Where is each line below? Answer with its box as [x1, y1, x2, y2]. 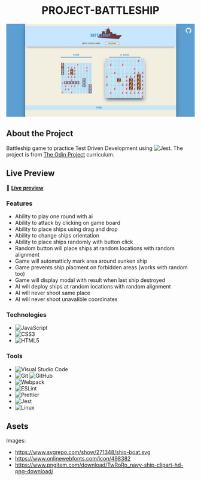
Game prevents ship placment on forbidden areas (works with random [14, 263, 188, 270]
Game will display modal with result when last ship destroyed [14, 276, 166, 284]
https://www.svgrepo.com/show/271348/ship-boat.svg [14, 449, 151, 456]
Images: [6, 437, 26, 444]
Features [6, 199, 33, 208]
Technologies [6, 310, 47, 318]
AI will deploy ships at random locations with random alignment [14, 282, 171, 290]
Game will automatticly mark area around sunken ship [14, 257, 148, 264]
